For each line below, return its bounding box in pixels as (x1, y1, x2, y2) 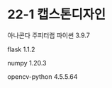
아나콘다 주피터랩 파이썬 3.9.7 (7, 31, 90, 39)
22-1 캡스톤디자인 (7, 6, 106, 23)
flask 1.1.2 (7, 45, 35, 54)
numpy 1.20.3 (7, 58, 47, 67)
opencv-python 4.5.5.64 (7, 72, 78, 81)
